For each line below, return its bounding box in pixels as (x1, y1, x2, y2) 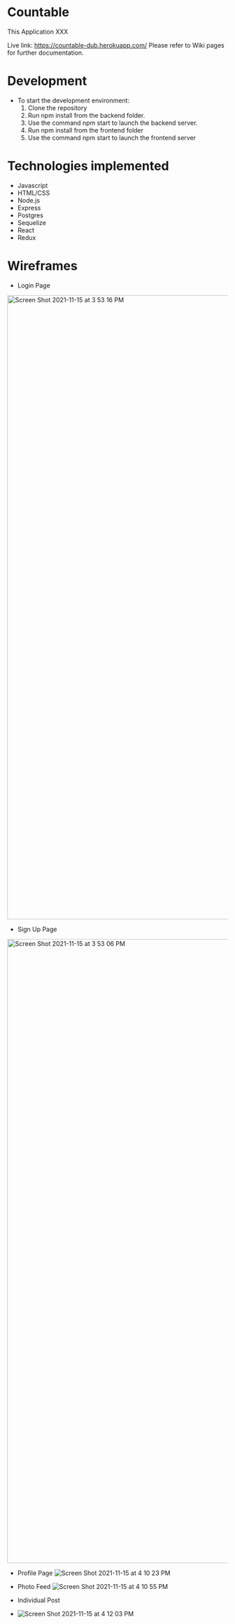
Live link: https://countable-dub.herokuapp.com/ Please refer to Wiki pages (7, 41, 225, 49)
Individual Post (17, 1596, 61, 1604)
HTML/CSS (17, 189, 50, 197)
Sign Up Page (17, 925, 57, 933)
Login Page (17, 281, 50, 290)
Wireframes (7, 258, 78, 273)
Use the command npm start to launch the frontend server (27, 133, 197, 142)
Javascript (17, 181, 48, 189)
